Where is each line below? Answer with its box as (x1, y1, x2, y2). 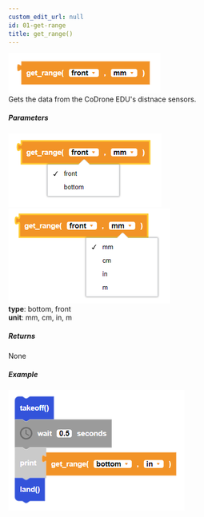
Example (8, 369, 38, 379)
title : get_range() (8, 30, 74, 38)
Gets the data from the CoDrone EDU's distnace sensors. (8, 94, 197, 104)
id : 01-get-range (8, 21, 66, 30)
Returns (8, 331, 36, 340)
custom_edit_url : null (8, 13, 84, 21)
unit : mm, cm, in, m (8, 312, 72, 323)
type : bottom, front (8, 304, 72, 314)
